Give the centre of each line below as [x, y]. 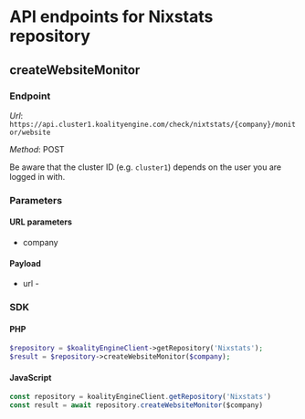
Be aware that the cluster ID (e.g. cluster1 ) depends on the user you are [145, 167]
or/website [30, 132]
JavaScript [31, 377]
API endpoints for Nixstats [111, 17]
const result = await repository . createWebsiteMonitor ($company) [136, 405]
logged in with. [37, 176]
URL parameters [41, 222]
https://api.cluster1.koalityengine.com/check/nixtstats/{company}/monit [153, 124]
